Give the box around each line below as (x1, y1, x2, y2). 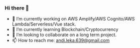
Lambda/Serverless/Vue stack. (12, 21, 76, 27)
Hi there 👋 (5, 4, 30, 11)
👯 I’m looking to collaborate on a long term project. (12, 32, 117, 38)
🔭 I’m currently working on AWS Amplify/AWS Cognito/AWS (12, 16, 135, 22)
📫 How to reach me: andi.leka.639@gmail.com (12, 37, 110, 43)
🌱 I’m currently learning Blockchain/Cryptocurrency (12, 26, 118, 32)
